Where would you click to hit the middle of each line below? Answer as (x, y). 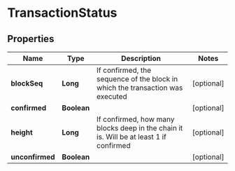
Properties (31, 39)
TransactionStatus (62, 13)
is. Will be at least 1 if (131, 137)
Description (141, 59)
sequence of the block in (137, 79)
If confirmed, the (124, 70)
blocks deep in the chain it (140, 128)
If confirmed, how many (136, 119)
